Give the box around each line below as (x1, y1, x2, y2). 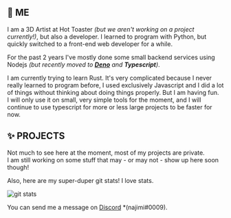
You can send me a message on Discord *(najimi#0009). (7, 203, 168, 211)
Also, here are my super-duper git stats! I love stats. (7, 176, 154, 184)
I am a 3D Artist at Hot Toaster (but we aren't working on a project (7, 25, 195, 33)
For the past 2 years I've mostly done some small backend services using (7, 53, 215, 61)
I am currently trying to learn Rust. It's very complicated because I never (7, 74, 212, 82)
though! (7, 163, 30, 171)
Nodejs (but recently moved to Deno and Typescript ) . (7, 60, 160, 69)
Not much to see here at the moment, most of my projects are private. (7, 149, 205, 157)
